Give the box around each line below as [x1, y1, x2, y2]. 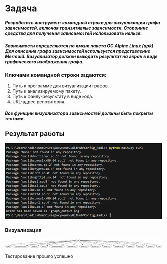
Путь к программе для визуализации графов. [12, 83, 109, 89]
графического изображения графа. [5, 59, 83, 65]
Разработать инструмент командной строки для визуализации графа [5, 19, 160, 25]
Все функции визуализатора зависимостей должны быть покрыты [5, 110, 153, 116]
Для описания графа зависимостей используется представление [5, 48, 151, 54]
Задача [5, 3, 37, 14]
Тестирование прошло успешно [5, 253, 73, 259]
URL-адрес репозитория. [12, 98, 66, 105]
